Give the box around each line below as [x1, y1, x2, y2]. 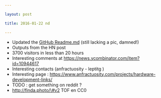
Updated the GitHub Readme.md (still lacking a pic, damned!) [12, 39, 139, 45]
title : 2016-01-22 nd [5, 21, 50, 26]
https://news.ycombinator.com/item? [63, 55, 140, 61]
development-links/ [12, 76, 52, 82]
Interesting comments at [12, 55, 63, 61]
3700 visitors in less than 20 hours [12, 50, 84, 56]
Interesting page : [12, 71, 49, 77]
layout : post [5, 12, 32, 17]
